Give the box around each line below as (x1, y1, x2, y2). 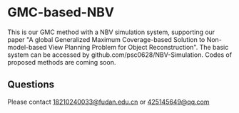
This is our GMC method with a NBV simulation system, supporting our (7, 28, 215, 36)
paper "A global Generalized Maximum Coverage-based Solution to (7, 35, 205, 43)
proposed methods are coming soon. (7, 58, 116, 66)
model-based (7, 43, 47, 51)
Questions (7, 79, 55, 91)
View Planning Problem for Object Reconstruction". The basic (48, 43, 229, 51)
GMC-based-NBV (7, 4, 114, 21)
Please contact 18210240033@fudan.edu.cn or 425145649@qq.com (7, 97, 210, 106)
